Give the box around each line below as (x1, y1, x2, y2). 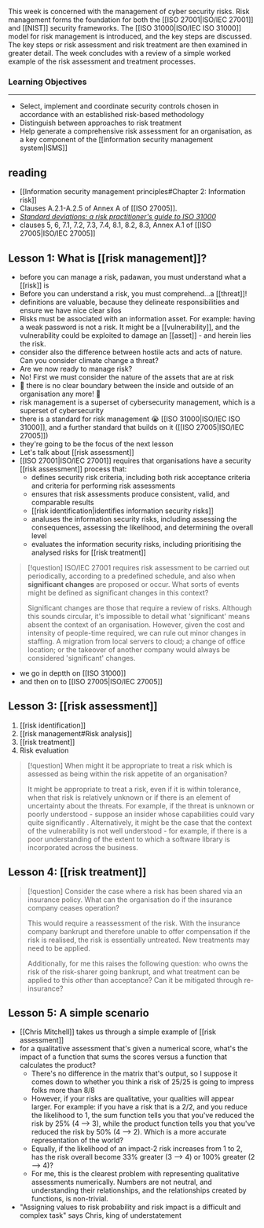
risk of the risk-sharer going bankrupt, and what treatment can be (27, 966, 240, 977)
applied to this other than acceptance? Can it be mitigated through (27, 975, 243, 984)
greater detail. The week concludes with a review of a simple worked (8, 49, 232, 57)
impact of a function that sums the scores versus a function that (19, 1052, 228, 1061)
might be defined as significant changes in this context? (27, 588, 209, 597)
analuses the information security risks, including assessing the (31, 514, 237, 523)
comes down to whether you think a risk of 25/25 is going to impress (31, 1077, 255, 1087)
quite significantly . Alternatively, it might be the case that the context (27, 817, 252, 827)
